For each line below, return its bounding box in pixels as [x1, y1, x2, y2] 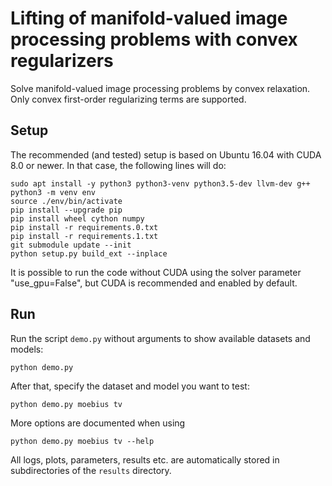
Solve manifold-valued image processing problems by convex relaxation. [10, 82, 311, 94]
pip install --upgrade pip [10, 205, 123, 215]
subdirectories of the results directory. [10, 464, 172, 476]
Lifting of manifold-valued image [10, 7, 288, 30]
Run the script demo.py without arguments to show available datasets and [10, 332, 311, 344]
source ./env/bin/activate [10, 196, 123, 206]
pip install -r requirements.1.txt [10, 231, 159, 241]
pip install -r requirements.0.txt [10, 222, 159, 232]
